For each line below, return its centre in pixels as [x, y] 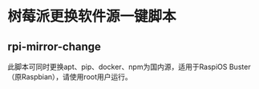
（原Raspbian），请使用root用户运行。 [70, 77]
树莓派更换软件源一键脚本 [92, 16]
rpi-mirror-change [55, 46]
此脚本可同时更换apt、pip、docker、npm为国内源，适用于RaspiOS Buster [129, 67]
